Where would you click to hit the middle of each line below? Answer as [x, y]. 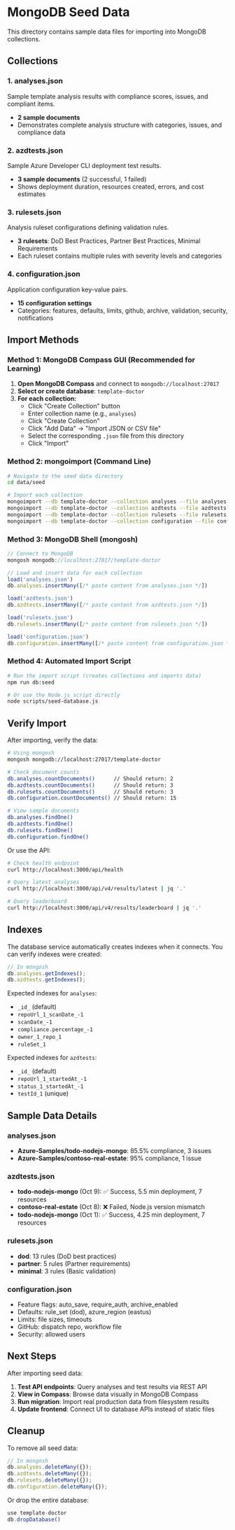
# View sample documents [43, 811]
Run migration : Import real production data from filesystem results [113, 1401]
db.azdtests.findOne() [40, 824]
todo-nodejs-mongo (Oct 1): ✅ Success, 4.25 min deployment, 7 [111, 1215]
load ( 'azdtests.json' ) [40, 599]
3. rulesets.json [34, 212]
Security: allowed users [51, 1334]
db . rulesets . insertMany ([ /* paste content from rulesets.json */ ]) [108, 624]
